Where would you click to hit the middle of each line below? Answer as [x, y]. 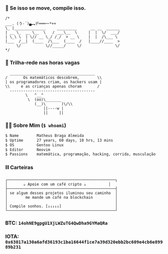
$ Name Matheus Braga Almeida [45, 136]
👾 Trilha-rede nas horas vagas [43, 63]
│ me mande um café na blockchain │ [61, 197]
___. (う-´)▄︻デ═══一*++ [31, 24]
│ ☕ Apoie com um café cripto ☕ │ [58, 184]
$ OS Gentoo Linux [35, 145]
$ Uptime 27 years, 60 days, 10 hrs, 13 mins [59, 140]
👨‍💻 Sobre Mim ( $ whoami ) [36, 125]
